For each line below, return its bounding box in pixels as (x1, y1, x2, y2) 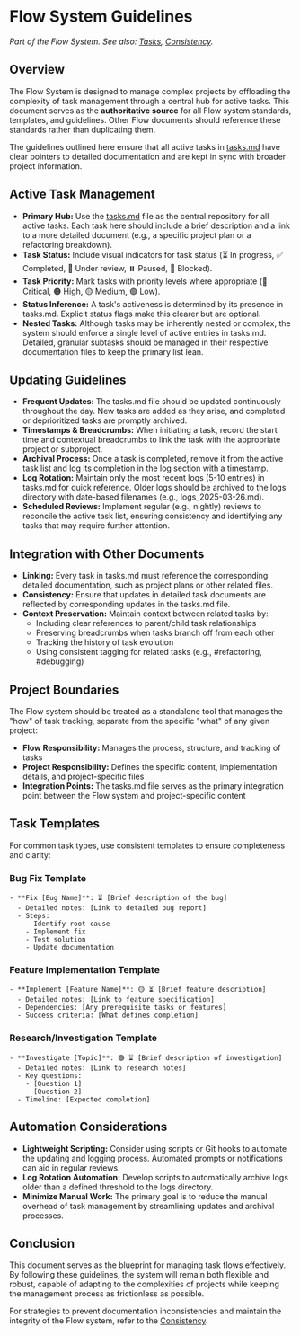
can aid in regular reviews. (22, 1162, 120, 1173)
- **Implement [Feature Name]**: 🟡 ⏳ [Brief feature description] (9, 986, 267, 995)
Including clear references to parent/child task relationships (35, 618, 257, 629)
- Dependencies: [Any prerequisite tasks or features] (17, 1003, 227, 1012)
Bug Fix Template (9, 871, 87, 884)
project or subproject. (22, 444, 103, 455)
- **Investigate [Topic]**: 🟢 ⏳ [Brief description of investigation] (9, 1053, 283, 1062)
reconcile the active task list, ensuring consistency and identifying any (22, 510, 283, 522)
